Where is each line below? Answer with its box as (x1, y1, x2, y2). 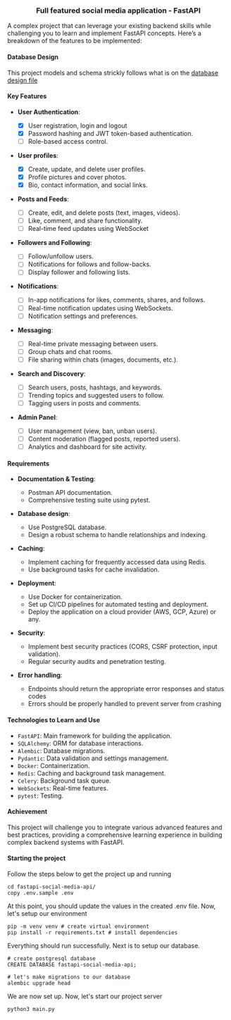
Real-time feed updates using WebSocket (27, 225, 149, 233)
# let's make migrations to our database (7, 974, 131, 981)
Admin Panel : (17, 413, 58, 422)
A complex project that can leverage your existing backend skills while (7, 22, 211, 30)
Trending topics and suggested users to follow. (27, 391, 165, 399)
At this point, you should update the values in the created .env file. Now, (7, 902, 216, 910)
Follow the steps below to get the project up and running (7, 870, 171, 879)
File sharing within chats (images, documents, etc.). (27, 355, 178, 364)
